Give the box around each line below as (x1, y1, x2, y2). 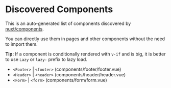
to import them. (5, 41, 38, 47)
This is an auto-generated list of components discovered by (5, 20, 131, 26)
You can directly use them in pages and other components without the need (5, 36, 165, 42)
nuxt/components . (5, 25, 44, 32)
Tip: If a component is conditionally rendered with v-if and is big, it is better (5, 51, 166, 57)
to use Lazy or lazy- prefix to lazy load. (5, 56, 88, 62)
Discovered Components (5, 4, 113, 15)
